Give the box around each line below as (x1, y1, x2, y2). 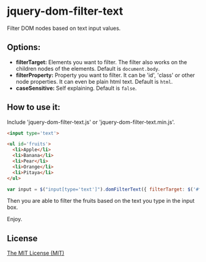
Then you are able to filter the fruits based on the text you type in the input (7, 197, 195, 205)
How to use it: (7, 102, 61, 112)
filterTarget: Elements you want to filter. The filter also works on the (15, 58, 188, 65)
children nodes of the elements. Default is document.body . (15, 65, 160, 72)
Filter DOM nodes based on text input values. (7, 24, 121, 32)
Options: (7, 42, 41, 53)
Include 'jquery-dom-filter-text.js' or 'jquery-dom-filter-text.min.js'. (7, 118, 175, 126)
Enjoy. (7, 216, 23, 223)
